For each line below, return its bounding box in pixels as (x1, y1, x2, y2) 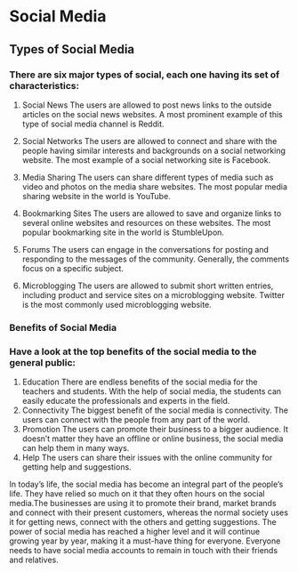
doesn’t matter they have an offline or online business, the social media (21, 433, 284, 444)
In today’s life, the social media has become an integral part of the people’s (9, 479, 284, 490)
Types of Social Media (9, 42, 135, 57)
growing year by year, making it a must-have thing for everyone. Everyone (9, 536, 281, 546)
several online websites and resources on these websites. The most (21, 217, 271, 228)
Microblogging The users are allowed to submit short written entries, (21, 280, 274, 291)
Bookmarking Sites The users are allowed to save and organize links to (21, 207, 282, 219)
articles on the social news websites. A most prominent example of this (21, 109, 283, 119)
